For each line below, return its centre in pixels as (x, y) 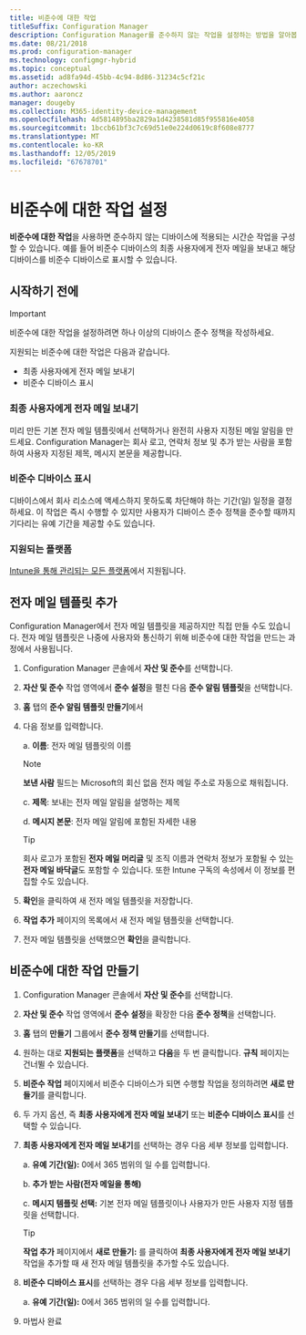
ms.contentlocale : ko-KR (56, 145)
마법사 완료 (42, 1321)
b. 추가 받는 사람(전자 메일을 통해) (82, 1184)
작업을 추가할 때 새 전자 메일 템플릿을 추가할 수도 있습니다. (126, 1263)
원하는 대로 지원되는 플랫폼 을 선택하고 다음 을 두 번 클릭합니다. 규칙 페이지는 (156, 1052)
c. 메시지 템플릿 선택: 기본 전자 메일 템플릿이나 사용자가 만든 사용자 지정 (149, 1203)
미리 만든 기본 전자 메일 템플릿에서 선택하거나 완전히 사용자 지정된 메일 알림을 (147, 430)
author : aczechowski (49, 86)
